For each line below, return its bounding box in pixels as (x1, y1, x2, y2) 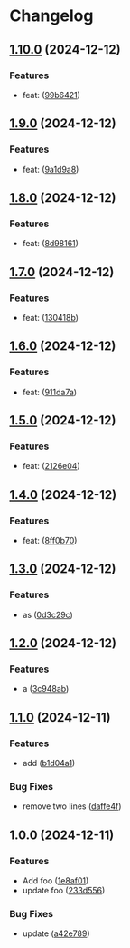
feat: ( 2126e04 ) (22, 461, 80, 472)
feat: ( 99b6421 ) (22, 89, 81, 100)
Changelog (9, 5, 94, 26)
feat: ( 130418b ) (22, 312, 79, 323)
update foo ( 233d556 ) (22, 885, 106, 896)
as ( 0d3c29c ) (22, 609, 74, 620)
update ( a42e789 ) (22, 928, 90, 939)
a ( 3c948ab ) (22, 684, 70, 694)
